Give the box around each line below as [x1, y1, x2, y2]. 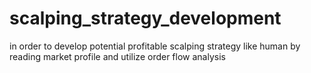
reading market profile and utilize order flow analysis [9, 50, 226, 62]
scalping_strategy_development [9, 7, 282, 30]
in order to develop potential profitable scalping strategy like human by [9, 40, 301, 52]
